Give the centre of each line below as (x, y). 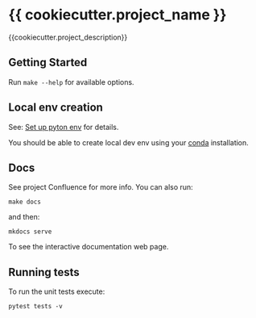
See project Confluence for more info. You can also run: (101, 187)
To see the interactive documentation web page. (89, 247)
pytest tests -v (35, 307)
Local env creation (56, 108)
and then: (24, 217)
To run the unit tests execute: (57, 291)
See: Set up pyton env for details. (64, 127)
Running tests (44, 272)
